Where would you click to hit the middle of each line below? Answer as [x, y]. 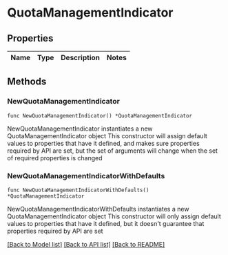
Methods [27, 82]
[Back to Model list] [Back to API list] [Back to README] [86, 244]
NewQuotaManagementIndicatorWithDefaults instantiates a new [98, 209]
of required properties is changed [55, 158]
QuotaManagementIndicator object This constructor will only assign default [114, 216]
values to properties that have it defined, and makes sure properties [103, 143]
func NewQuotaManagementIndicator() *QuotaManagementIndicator [100, 115]
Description [80, 58]
